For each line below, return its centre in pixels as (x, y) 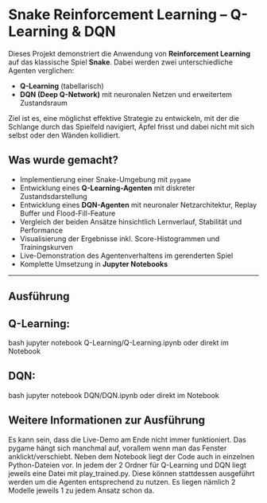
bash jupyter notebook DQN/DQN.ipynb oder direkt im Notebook (114, 395)
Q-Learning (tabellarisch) (62, 86)
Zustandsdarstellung (53, 196)
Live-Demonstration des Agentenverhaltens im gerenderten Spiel (126, 255)
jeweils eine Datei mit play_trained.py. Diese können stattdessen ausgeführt (132, 473)
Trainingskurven (46, 247)
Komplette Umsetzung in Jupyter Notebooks (94, 263)
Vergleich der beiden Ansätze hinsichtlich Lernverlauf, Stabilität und (131, 221)
